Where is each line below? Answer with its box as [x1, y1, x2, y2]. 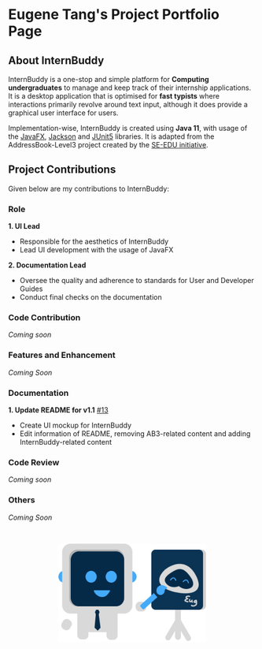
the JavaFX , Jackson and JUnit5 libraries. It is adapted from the [8, 132, 215, 141]
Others [8, 494, 35, 505]
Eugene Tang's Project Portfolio [8, 6, 220, 24]
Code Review [8, 457, 60, 468]
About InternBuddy [8, 54, 105, 67]
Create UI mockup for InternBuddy [19, 420, 132, 430]
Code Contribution [8, 312, 81, 323]
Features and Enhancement [8, 349, 116, 360]
